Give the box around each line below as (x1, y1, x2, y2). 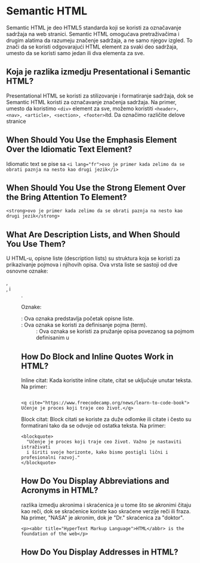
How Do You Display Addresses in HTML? (21, 547, 179, 558)
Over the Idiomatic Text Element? (6, 144, 133, 155)
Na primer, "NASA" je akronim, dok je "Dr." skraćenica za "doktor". (21, 514, 184, 521)
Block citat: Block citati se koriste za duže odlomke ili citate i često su (21, 416, 192, 423)
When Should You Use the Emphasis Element (6, 135, 177, 145)
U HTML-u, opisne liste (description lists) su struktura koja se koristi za (6, 255, 180, 262)
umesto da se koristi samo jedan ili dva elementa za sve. (6, 49, 145, 56)
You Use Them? (6, 238, 66, 249)
